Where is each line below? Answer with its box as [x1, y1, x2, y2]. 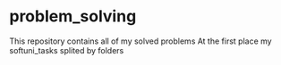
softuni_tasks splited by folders [9, 45, 124, 55]
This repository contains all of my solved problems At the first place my [9, 36, 272, 46]
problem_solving [9, 6, 137, 27]
